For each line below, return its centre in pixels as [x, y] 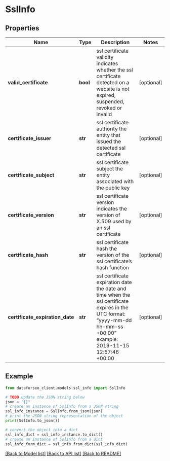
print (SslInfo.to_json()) [32, 421]
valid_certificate [28, 82]
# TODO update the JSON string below [45, 397]
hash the [107, 249]
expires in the [113, 308]
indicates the [112, 209]
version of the [113, 255]
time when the [113, 295]
